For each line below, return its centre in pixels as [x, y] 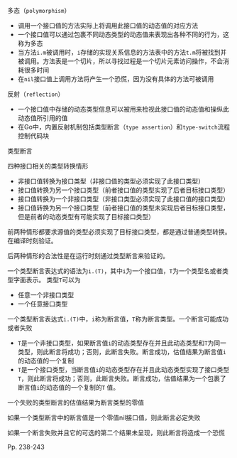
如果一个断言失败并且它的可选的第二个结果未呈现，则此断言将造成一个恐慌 [116, 433]
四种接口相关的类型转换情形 [48, 166]
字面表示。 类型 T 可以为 [47, 280]
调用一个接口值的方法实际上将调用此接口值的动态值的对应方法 [108, 26]
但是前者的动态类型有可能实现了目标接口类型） [86, 217]
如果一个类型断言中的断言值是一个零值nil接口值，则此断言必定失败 [104, 417]
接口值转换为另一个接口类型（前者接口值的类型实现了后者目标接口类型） [123, 190]
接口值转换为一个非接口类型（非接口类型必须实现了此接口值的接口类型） [123, 199]
